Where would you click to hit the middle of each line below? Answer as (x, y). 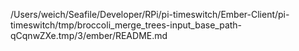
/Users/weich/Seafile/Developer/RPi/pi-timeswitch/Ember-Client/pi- (150, 14)
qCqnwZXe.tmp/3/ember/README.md (89, 35)
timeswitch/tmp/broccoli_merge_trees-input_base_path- (126, 25)
